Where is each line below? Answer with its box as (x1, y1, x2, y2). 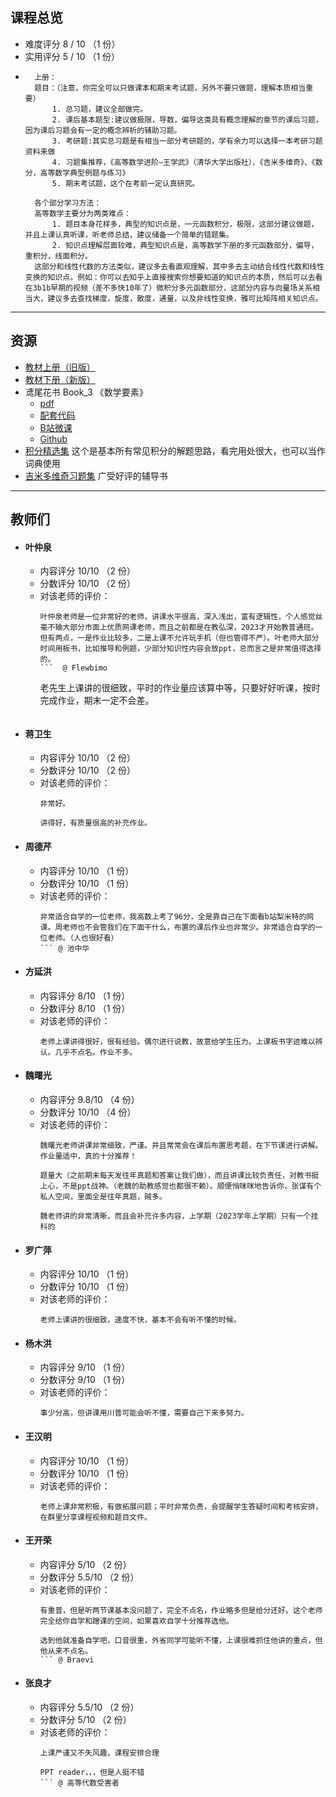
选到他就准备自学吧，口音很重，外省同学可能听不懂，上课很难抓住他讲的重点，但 (39, 1635, 323, 1645)
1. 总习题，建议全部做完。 (51, 104, 148, 114)
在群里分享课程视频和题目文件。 (39, 1512, 152, 1522)
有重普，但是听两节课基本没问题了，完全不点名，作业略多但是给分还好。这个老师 (39, 1605, 323, 1615)
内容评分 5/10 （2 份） (39, 1558, 132, 1570)
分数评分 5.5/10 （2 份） (39, 1571, 140, 1583)
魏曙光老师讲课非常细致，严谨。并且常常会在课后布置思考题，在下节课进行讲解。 (39, 1141, 323, 1151)
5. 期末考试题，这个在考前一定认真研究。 (51, 178, 200, 188)
